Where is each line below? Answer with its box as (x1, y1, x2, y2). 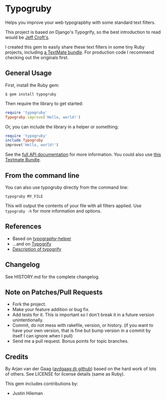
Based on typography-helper (12, 236, 72, 241)
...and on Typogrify (12, 240, 52, 246)
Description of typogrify (12, 246, 62, 252)
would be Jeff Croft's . (5, 34, 50, 40)
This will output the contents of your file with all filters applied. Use (5, 202, 142, 209)
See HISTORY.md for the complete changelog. (5, 274, 100, 280)
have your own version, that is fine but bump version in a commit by (12, 327, 151, 333)
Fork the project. (12, 301, 47, 307)
